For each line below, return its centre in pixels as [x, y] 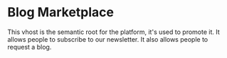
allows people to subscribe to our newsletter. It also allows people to [108, 39]
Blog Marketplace [60, 12]
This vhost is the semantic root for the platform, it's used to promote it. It [114, 32]
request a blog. [30, 47]
